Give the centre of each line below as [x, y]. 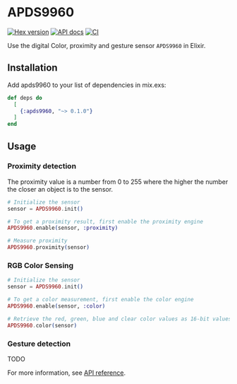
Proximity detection [42, 166]
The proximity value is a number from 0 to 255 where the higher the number [118, 182]
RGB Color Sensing [41, 265]
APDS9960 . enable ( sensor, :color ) [56, 306]
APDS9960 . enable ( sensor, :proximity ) [63, 228]
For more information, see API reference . [66, 373]
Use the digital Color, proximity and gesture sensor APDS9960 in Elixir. [107, 45]
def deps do [25, 98]
